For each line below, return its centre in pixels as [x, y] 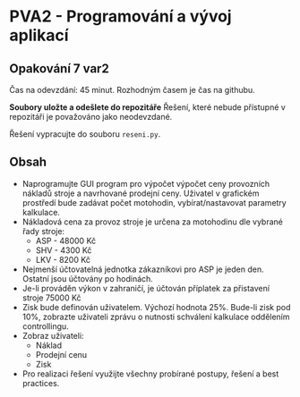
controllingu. [45, 326]
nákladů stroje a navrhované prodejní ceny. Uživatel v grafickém [141, 193]
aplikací [39, 35]
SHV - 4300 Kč [64, 250]
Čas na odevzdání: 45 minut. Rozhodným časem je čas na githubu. [132, 90]
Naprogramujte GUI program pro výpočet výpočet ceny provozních [146, 183]
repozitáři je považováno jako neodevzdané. [91, 117]
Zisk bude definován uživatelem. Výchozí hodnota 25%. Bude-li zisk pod [156, 307]
